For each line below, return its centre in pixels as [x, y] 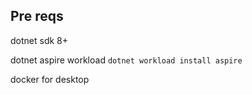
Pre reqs [37, 16]
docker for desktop [50, 79]
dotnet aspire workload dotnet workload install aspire [126, 60]
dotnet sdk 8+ [39, 40]
